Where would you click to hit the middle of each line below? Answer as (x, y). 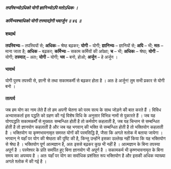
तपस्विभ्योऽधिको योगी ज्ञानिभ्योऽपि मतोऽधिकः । (41, 8)
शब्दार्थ (10, 34)
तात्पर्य (10, 98)
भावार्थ (10, 69)
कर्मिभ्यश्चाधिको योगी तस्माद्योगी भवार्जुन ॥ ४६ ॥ (43, 20)
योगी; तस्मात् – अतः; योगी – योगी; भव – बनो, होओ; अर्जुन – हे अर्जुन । (62, 57)
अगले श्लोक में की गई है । (26, 161)
